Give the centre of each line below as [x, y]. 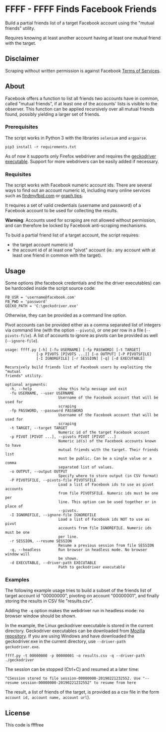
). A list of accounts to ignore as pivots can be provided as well [94, 335]
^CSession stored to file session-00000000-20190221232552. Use [73, 679]
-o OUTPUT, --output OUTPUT [39, 471]
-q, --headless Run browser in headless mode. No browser [79, 550]
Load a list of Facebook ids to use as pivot [106, 485]
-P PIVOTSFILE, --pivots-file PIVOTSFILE [53, 480]
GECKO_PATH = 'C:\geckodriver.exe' [42, 306]
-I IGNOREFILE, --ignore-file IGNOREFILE [53, 515]
